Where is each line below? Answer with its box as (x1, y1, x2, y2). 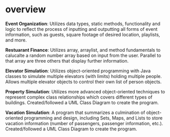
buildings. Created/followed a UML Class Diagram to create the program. (5, 99, 159, 106)
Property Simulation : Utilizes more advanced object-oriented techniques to (5, 88, 165, 94)
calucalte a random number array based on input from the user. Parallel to (5, 52, 161, 58)
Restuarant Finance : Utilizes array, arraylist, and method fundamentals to (5, 47, 161, 53)
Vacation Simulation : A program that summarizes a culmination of (5, 109, 145, 115)
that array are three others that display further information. (5, 57, 129, 64)
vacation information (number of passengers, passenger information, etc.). (5, 120, 163, 126)
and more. (5, 37, 27, 43)
